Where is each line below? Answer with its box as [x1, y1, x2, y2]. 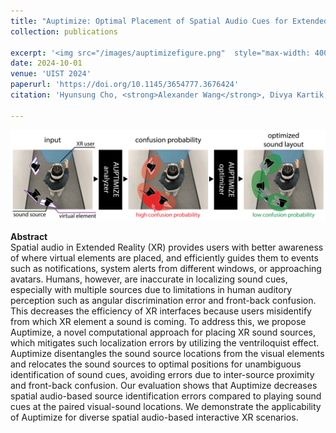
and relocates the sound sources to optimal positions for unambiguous [10, 358, 302, 370]
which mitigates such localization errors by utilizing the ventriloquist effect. [10, 336, 320, 349]
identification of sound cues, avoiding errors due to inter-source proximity [10, 368, 315, 380]
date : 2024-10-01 [10, 58, 83, 69]
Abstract [10, 230, 48, 242]
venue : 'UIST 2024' [10, 69, 92, 79]
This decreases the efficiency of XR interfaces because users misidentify [10, 305, 312, 317]
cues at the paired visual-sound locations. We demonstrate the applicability [10, 400, 322, 412]
